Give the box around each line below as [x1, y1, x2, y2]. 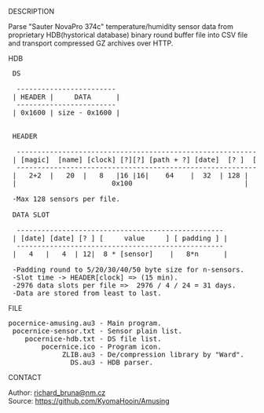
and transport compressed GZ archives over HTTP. [8, 38, 174, 48]
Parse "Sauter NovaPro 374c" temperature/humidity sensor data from [8, 22, 233, 31]
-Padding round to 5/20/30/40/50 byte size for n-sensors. [12, 265, 245, 274]
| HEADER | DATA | [12, 93, 120, 101]
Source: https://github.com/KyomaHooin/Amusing [8, 397, 170, 405]
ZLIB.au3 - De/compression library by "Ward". [61, 350, 245, 359]
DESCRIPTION [8, 7, 55, 16]
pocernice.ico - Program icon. [41, 342, 162, 351]
